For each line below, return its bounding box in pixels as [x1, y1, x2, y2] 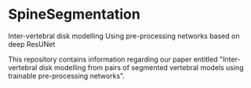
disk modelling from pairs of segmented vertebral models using [38, 62, 244, 72]
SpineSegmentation [8, 5, 141, 23]
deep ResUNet [8, 39, 56, 48]
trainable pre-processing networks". [8, 71, 125, 80]
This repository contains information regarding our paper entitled [8, 55, 218, 64]
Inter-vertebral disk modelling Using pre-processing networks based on [8, 31, 240, 40]
